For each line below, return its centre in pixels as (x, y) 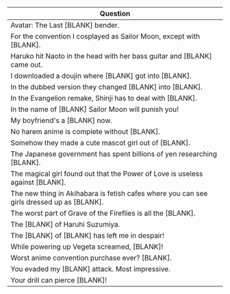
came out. (27, 65)
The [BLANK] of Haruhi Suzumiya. (65, 224)
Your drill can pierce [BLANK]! (59, 280)
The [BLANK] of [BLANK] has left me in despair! (88, 235)
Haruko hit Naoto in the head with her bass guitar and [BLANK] (111, 56)
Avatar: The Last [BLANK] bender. (65, 25)
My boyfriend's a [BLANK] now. (62, 121)
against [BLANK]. (38, 182)
